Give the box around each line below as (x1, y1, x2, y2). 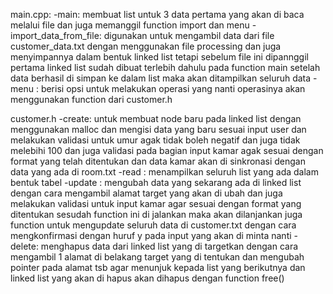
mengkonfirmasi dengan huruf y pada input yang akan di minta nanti (10, 230, 292, 241)
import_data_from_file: (10, 30, 102, 41)
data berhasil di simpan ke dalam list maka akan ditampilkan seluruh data (10, 72, 312, 84)
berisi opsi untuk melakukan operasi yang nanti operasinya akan (40, 83, 306, 94)
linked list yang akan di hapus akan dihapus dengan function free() (10, 272, 285, 284)
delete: (10, 240, 39, 252)
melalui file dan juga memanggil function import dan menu (10, 19, 250, 31)
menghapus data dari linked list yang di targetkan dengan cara (40, 240, 299, 252)
